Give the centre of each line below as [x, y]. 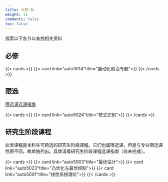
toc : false [16, 24]
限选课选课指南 [20, 104]
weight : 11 [16, 14]
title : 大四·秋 [20, 10]
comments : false [22, 19]
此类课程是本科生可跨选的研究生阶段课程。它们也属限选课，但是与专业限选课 [84, 145]
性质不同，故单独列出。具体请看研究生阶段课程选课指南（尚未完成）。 [76, 151]
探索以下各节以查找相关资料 [34, 38]
